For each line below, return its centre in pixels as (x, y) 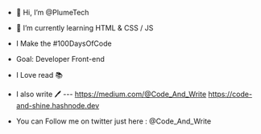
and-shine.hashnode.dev (58, 106)
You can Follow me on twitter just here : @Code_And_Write (114, 121)
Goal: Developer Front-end (60, 59)
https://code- (230, 94)
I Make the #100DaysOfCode (64, 43)
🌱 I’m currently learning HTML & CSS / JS (85, 28)
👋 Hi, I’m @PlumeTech (52, 12)
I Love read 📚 (39, 75)
